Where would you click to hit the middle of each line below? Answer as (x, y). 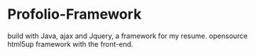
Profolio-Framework (75, 14)
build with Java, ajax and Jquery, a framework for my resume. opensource (128, 36)
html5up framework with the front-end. (71, 44)
